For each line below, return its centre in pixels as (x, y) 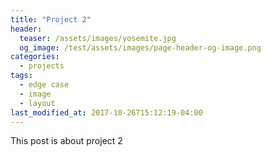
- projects (42, 66)
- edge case (44, 85)
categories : (35, 57)
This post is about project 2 (66, 141)
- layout (37, 103)
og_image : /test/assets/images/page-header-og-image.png (140, 47)
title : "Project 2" (51, 19)
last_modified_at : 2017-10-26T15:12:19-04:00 (106, 112)
